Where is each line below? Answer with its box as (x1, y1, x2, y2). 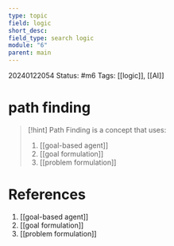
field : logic (8, 19, 52, 27)
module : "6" (8, 42, 48, 50)
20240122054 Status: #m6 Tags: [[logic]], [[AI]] (8, 71, 164, 80)
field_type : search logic (8, 34, 94, 42)
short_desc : (8, 26, 48, 34)
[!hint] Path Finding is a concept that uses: (27, 125, 167, 134)
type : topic (8, 11, 48, 20)
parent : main (8, 49, 52, 57)
